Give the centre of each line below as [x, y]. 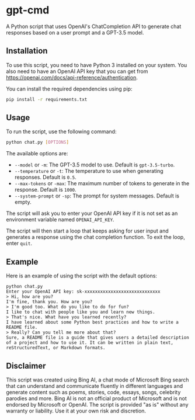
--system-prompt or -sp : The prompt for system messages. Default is [97, 196]
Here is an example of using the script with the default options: [82, 276]
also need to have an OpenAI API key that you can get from [77, 71]
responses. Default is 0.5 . [46, 177]
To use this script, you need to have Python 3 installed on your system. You [97, 65]
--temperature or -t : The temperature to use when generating [89, 171]
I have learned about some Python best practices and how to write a [93, 322]
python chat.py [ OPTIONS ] [37, 143]
